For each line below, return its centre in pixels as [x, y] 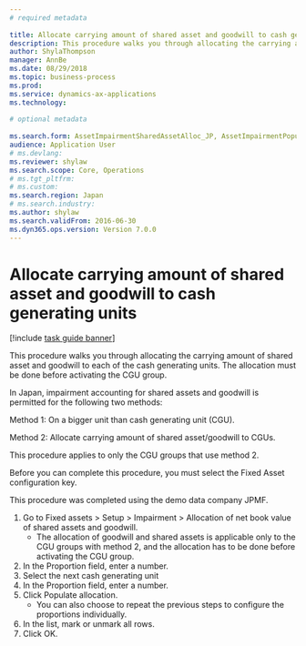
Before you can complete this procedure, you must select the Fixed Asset [147, 473]
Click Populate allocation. [70, 595]
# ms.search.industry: [52, 204]
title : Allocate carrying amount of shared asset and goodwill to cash [148, 35]
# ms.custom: [34, 187]
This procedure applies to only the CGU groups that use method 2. [134, 455]
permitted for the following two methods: [86, 402]
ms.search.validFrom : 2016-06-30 [73, 221]
